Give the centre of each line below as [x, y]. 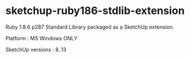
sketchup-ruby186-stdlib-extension [95, 11]
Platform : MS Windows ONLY [41, 38]
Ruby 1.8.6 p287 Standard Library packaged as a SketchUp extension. [90, 27]
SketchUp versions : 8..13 [36, 49]
